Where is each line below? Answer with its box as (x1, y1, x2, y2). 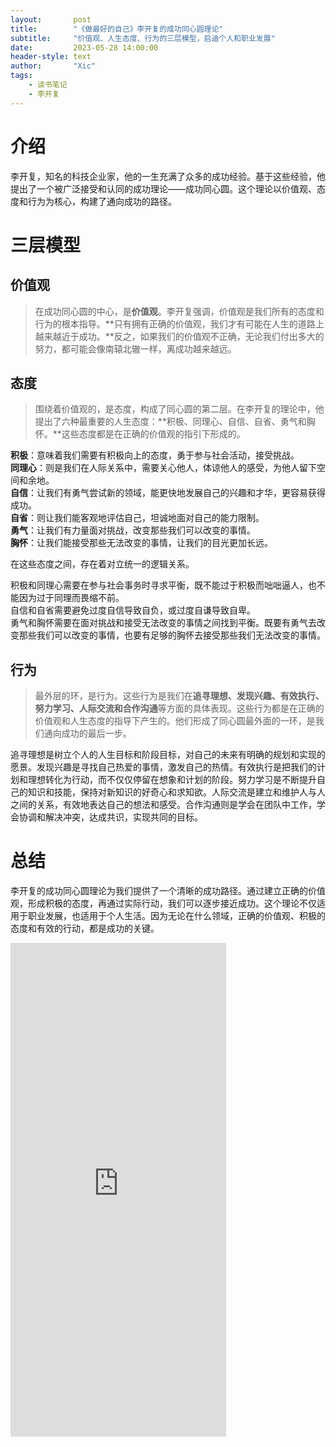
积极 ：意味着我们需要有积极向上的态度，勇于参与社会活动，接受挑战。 (10, 449, 300, 461)
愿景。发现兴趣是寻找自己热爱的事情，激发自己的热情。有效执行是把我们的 (10, 761, 317, 773)
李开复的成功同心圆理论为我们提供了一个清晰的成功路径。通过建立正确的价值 (10, 885, 326, 897)
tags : (10, 71, 33, 81)
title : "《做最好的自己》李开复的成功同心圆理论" (10, 24, 224, 34)
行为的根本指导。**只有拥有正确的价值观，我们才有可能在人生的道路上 (34, 317, 325, 330)
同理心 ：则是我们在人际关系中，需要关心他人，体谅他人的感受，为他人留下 (10, 462, 317, 474)
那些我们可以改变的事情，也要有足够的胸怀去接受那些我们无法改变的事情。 (18, 629, 326, 641)
